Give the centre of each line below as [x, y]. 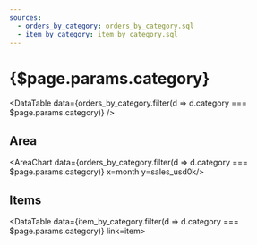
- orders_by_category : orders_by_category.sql [106, 26]
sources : [26, 17]
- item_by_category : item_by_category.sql [98, 34]
